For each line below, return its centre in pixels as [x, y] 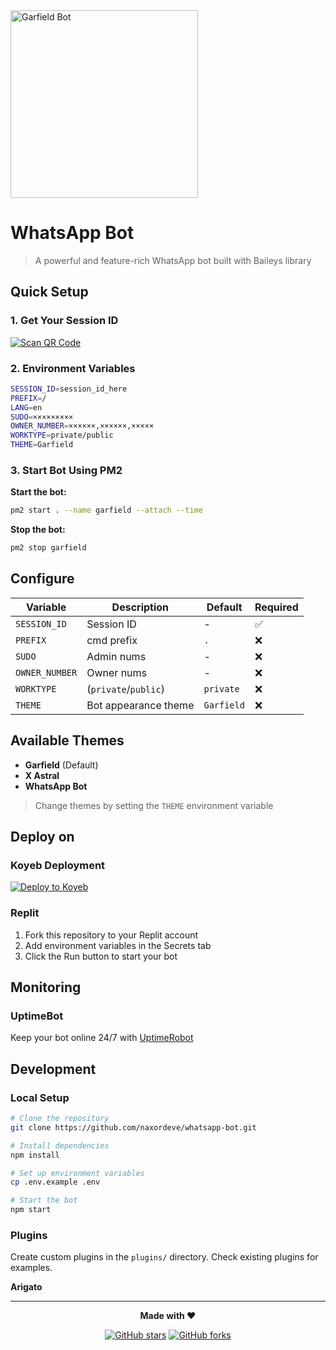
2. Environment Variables [73, 368]
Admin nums [116, 656]
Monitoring [46, 987]
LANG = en [26, 407]
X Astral [42, 775]
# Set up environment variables [77, 1173]
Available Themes [67, 740]
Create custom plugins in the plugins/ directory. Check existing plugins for [164, 1257]
